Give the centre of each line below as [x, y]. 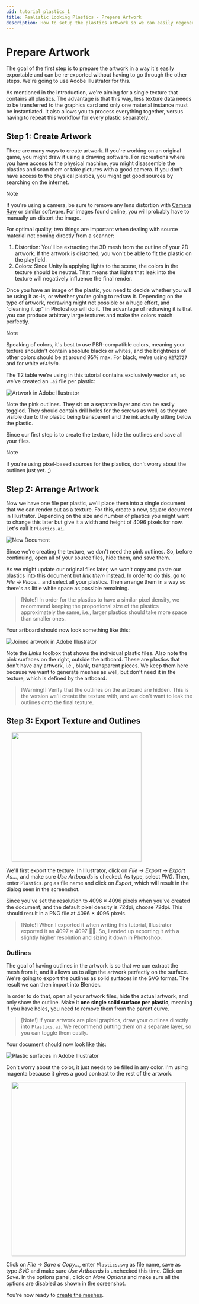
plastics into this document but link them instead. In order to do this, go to [96, 575]
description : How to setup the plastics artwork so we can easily [90, 23]
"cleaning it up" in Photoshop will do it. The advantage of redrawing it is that [99, 309]
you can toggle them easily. [54, 1033]
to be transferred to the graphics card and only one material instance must [97, 105]
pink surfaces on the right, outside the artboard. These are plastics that [93, 659]
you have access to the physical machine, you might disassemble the [91, 163]
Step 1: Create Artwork [49, 136]
